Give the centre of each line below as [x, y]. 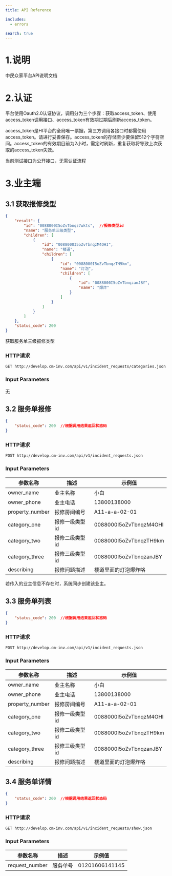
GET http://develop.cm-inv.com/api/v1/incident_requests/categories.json [86, 367]
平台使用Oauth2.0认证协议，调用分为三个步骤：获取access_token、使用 [81, 113]
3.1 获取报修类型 [31, 204]
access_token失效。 [35, 150]
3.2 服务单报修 [28, 409]
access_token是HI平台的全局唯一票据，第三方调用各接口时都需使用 [76, 131]
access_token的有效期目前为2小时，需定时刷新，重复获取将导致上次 [86, 144]
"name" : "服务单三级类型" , [50, 230]
